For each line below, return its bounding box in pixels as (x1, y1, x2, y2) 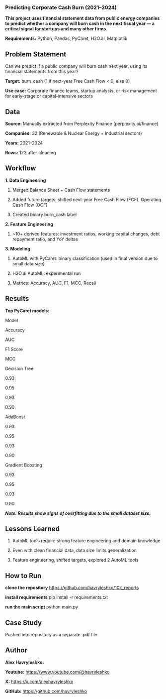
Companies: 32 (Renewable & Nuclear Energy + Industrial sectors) (5, 130, 142, 136)
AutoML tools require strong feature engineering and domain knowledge (12, 538, 161, 544)
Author (5, 646, 27, 655)
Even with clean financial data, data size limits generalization (12, 547, 137, 554)
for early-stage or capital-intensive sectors (5, 93, 93, 99)
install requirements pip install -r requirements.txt (5, 594, 108, 600)
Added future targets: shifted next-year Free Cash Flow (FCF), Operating (12, 196, 162, 203)
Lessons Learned (5, 524, 60, 533)
